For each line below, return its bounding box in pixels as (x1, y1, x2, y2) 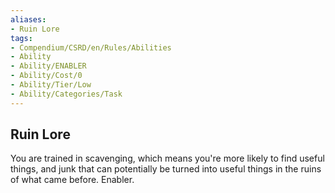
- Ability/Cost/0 (10, 71, 83, 81)
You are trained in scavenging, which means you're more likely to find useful (10, 152, 325, 165)
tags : (10, 33, 33, 43)
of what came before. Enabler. (10, 174, 135, 186)
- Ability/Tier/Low (10, 80, 92, 90)
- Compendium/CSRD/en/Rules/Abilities (10, 42, 172, 53)
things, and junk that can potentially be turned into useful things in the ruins (10, 163, 322, 175)
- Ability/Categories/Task (10, 89, 123, 99)
